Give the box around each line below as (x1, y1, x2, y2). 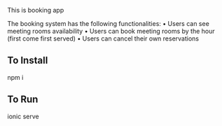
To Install (7, 55, 48, 66)
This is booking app (7, 6, 64, 14)
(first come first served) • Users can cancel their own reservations (7, 34, 200, 43)
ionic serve (7, 112, 40, 120)
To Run (7, 94, 39, 106)
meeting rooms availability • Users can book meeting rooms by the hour (7, 27, 215, 35)
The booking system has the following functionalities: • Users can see (7, 20, 210, 27)
